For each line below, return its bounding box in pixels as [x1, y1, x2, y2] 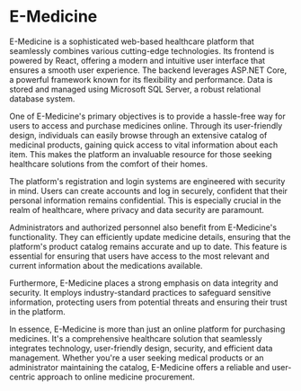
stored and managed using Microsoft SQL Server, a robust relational [9, 84, 261, 94]
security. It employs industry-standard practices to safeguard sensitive [9, 287, 271, 298]
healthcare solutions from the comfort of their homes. [9, 158, 208, 169]
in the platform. [9, 306, 66, 316]
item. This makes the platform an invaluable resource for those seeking [9, 148, 272, 159]
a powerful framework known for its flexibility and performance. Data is [9, 74, 273, 84]
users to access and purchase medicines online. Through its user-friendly [9, 120, 283, 131]
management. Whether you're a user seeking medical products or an [9, 352, 264, 363]
